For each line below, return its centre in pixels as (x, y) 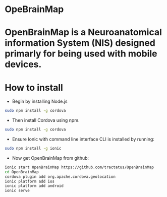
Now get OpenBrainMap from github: (50, 158)
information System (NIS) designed (80, 43)
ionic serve (17, 191)
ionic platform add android (34, 186)
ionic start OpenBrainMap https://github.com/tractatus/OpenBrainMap (79, 167)
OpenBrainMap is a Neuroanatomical (83, 32)
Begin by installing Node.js (40, 101)
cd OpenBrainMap (22, 172)
